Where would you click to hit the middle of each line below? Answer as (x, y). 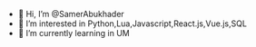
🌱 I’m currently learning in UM (74, 33)
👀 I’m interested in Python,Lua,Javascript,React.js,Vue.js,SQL (133, 23)
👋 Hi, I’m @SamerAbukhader (71, 14)
